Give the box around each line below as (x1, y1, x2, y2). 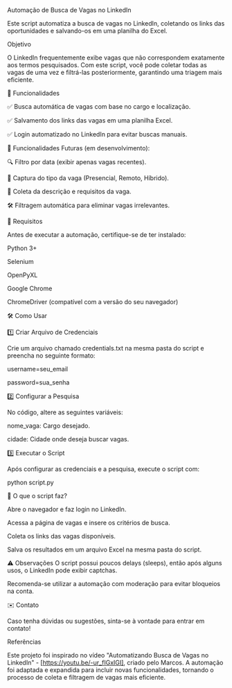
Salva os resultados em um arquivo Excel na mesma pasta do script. (7, 545, 202, 554)
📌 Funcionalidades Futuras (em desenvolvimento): (7, 144, 150, 152)
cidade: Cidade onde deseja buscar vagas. (7, 435, 130, 443)
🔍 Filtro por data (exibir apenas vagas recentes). (7, 158, 147, 166)
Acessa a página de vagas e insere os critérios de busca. (7, 519, 170, 527)
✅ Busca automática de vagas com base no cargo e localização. (7, 103, 191, 110)
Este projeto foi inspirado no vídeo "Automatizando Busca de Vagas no (7, 651, 209, 659)
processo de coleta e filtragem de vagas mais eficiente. (7, 673, 166, 681)
